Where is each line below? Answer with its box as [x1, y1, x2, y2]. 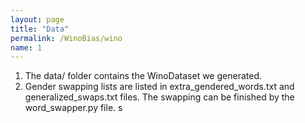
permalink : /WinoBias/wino [10, 33, 123, 43]
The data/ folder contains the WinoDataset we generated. [24, 70, 262, 82]
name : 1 [10, 42, 43, 53]
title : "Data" [10, 24, 70, 34]
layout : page [10, 14, 65, 25]
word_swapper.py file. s [24, 102, 123, 114]
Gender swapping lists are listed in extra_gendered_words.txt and [24, 81, 295, 93]
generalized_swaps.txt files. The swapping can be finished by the [24, 91, 295, 103]
